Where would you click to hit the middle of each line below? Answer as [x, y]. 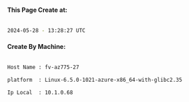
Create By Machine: [37, 46]
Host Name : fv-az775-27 [43, 67]
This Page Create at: [37, 10]
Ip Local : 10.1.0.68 [40, 93]
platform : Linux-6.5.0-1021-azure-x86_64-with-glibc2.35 [95, 80]
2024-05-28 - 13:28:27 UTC [46, 31]
